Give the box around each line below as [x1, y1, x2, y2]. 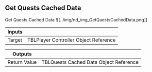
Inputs [7, 28, 23, 35]
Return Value [7, 58, 37, 65]
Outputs [12, 51, 32, 57]
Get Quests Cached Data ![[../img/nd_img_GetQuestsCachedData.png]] [5, 17, 148, 22]
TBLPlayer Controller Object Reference [27, 36, 116, 43]
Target [7, 36, 23, 43]
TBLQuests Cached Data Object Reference [41, 58, 139, 65]
